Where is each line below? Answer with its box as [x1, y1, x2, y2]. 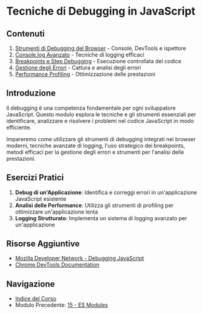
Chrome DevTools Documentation [15, 261, 100, 268]
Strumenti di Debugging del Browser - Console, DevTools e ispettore [15, 44, 187, 52]
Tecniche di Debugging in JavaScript [6, 4, 196, 18]
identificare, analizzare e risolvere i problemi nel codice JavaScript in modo [6, 117, 195, 124]
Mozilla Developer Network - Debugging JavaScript [15, 254, 144, 262]
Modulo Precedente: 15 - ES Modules [15, 301, 108, 309]
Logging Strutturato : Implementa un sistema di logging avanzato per [15, 214, 187, 222]
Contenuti [6, 29, 45, 39]
